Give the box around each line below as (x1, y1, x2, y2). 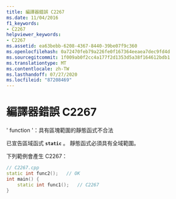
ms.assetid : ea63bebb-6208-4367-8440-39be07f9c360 (6, 43, 138, 49)
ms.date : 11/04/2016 (6, 15, 59, 21)
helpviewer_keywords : (6, 32, 62, 38)
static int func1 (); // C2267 (17, 181, 99, 188)
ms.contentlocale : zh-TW (6, 65, 69, 72)
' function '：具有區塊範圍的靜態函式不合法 (6, 126, 114, 134)
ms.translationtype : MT (6, 60, 67, 66)
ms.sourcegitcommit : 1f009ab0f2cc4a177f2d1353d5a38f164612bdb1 (6, 54, 171, 60)
